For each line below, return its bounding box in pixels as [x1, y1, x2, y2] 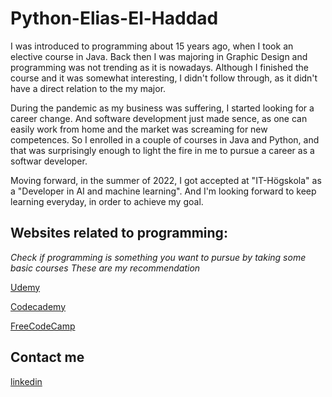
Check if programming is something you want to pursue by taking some [10, 251, 307, 263]
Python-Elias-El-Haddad [10, 7, 219, 30]
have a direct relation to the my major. [10, 82, 167, 94]
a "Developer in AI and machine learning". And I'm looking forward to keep [10, 185, 317, 197]
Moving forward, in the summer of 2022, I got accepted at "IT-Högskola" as [10, 174, 322, 186]
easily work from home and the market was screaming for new [10, 123, 268, 135]
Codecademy [10, 300, 67, 312]
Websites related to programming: [10, 225, 228, 242]
